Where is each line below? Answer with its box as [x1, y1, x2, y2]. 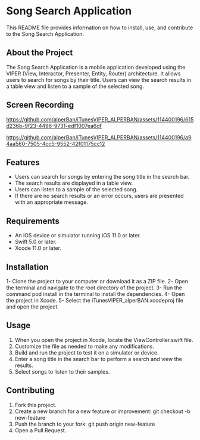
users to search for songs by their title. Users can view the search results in [6, 76, 192, 83]
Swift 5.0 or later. [14, 238, 57, 246]
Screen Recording [6, 100, 74, 110]
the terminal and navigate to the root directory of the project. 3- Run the [6, 284, 183, 291]
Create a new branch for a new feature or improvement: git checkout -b [14, 408, 190, 415]
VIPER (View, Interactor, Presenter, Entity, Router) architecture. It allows [6, 70, 181, 77]
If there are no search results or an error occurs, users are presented [14, 192, 184, 200]
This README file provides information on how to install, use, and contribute [6, 24, 193, 31]
